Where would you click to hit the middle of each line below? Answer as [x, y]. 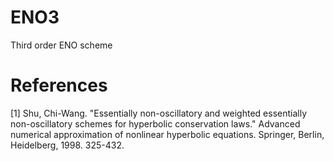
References [59, 85]
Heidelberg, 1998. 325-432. [67, 145]
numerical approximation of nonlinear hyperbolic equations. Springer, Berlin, [167, 134]
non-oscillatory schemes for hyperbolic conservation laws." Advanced [155, 123]
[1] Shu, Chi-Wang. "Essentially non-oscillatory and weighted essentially [159, 113]
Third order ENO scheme [61, 45]
